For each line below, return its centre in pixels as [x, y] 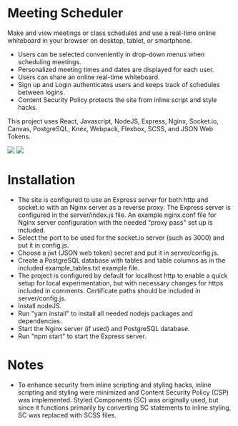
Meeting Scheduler [65, 13]
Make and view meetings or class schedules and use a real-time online [112, 33]
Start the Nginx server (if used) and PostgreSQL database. [104, 328]
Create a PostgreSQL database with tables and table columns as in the [122, 260]
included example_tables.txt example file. [79, 268]
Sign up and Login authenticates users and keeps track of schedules [119, 84]
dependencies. [40, 321]
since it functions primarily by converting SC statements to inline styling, [124, 407]
